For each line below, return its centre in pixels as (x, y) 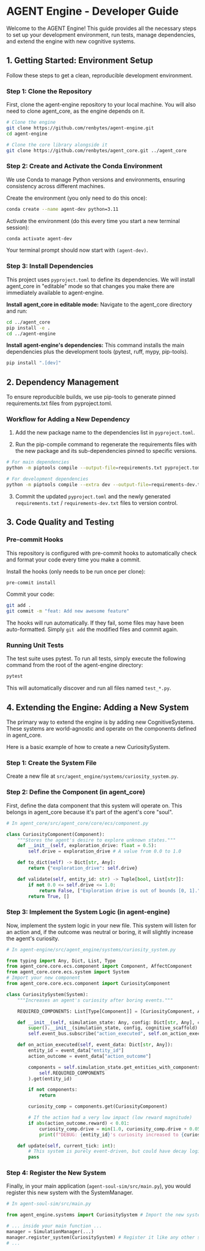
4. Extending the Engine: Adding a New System (98, 707)
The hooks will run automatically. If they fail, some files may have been (95, 623)
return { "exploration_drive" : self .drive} (83, 869)
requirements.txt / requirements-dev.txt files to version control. (96, 503)
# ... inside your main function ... (54, 1226)
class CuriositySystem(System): (47, 994)
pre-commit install (31, 583)
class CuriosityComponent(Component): (56, 834)
